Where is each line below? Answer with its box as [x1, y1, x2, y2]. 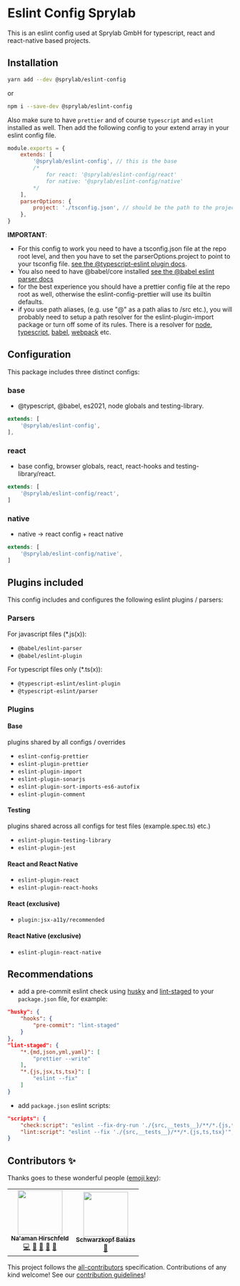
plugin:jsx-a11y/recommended [17, 917, 105, 924]
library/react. [17, 469, 56, 478]
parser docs [17, 275, 54, 283]
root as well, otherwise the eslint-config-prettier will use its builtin [17, 290, 211, 298]
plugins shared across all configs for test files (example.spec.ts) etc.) [7, 822, 211, 830]
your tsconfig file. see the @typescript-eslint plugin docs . [17, 259, 188, 268]
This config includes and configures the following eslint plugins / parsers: [7, 595, 224, 604]
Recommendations [7, 968, 94, 980]
